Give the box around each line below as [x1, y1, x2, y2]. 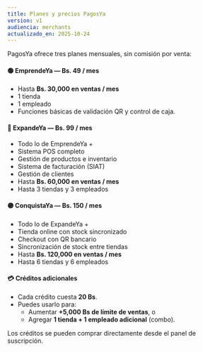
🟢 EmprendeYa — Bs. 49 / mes [7, 66, 100, 75]
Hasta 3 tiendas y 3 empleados [17, 185, 108, 193]
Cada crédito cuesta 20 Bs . [17, 292, 98, 302]
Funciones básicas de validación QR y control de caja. [17, 107, 175, 116]
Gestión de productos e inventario [17, 154, 117, 163]
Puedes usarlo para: [17, 300, 76, 309]
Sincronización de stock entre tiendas [17, 242, 129, 251]
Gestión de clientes [17, 170, 74, 178]
